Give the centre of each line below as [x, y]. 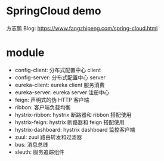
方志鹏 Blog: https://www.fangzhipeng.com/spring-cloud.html [82, 28]
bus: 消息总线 [32, 144]
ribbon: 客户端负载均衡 [43, 107]
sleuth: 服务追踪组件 [39, 152]
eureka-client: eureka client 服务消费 [60, 85]
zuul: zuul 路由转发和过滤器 [48, 137]
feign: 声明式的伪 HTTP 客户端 [52, 100]
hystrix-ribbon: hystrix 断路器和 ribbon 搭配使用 [73, 114]
